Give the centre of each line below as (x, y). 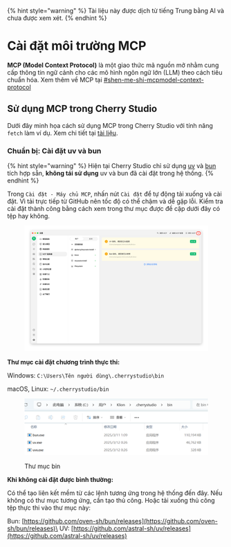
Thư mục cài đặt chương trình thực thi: (63, 362)
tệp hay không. (29, 216)
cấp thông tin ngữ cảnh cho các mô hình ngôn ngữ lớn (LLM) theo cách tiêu (115, 72)
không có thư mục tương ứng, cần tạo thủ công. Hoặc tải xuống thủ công (111, 501)
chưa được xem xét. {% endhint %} (57, 18)
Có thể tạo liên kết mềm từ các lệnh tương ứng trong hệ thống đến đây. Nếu (115, 493)
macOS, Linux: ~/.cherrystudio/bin (58, 389)
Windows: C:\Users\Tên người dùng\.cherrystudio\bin (86, 376)
